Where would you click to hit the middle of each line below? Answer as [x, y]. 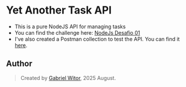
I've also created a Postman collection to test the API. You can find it [97, 39]
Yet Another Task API [59, 10]
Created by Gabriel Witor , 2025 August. [68, 78]
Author [19, 64]
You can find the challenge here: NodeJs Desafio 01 [77, 32]
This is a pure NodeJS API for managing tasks [70, 26]
